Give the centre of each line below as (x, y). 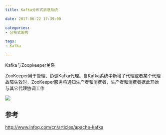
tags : (11, 41)
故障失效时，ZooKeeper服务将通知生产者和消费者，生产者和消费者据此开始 (82, 82)
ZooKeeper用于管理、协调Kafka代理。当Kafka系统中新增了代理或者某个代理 (83, 76)
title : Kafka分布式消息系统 (32, 10)
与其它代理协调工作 (25, 88)
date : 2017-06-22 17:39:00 (33, 19)
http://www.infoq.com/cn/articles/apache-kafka (54, 127)
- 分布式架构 (17, 32)
